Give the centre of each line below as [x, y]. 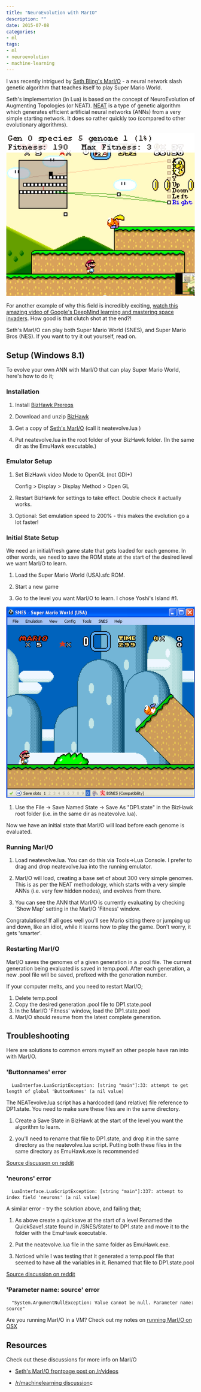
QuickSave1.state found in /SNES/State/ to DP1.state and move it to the [102, 1227]
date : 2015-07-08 [28, 25]
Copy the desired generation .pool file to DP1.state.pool [83, 1004]
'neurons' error [29, 1178]
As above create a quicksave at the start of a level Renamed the [93, 1220]
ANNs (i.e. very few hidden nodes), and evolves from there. [88, 891]
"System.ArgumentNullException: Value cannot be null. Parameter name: [103, 1303]
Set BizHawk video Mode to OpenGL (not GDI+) [74, 474]
